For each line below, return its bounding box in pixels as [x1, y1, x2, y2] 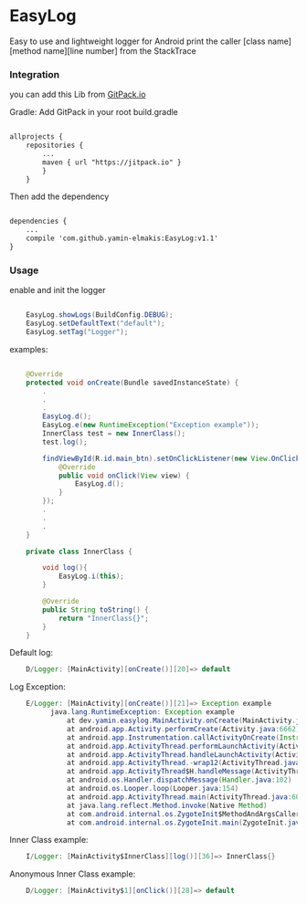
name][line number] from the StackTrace [43, 45, 196, 56]
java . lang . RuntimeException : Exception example [49, 708, 235, 717]
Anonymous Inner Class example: [9, 868, 136, 879]
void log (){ [42, 563, 89, 573]
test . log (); [42, 437, 89, 447]
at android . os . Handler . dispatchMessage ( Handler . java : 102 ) [67, 775, 292, 785]
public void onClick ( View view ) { [58, 471, 190, 480]
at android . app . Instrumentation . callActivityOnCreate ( [67, 732, 281, 742]
